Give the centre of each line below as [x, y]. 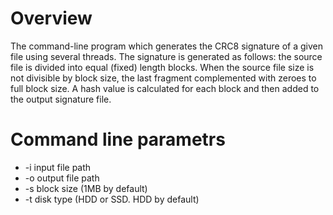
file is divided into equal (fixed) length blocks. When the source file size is [162, 67]
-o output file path [62, 178]
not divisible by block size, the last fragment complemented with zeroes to [163, 78]
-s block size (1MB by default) [86, 188]
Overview [51, 18]
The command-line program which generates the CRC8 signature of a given [166, 46]
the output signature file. [61, 99]
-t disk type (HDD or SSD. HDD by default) [112, 199]
